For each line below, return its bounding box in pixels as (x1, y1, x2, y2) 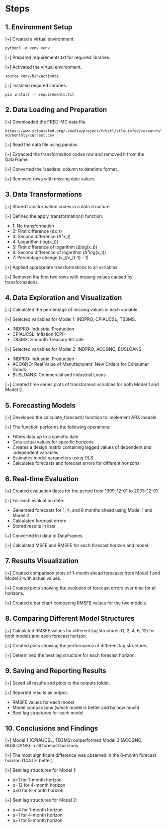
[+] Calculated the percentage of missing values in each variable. (5, 307, 139, 313)
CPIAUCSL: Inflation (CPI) (12, 331, 65, 337)
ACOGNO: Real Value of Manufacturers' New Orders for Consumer (12, 361, 149, 367)
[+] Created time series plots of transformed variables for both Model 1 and (5, 382, 159, 388)
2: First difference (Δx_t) (12, 228, 62, 234)
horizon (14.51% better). (5, 758, 54, 764)
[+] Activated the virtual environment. (5, 64, 82, 70)
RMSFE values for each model (12, 699, 75, 705)
